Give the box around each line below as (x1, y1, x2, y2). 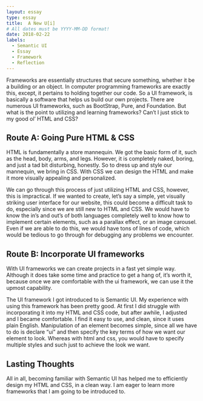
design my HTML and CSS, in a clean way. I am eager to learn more (6, 381, 175, 388)
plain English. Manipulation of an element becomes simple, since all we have (6, 322, 198, 329)
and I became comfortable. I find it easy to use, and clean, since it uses (6, 315, 184, 323)
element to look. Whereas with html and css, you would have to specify (6, 335, 184, 342)
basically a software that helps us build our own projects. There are (6, 95, 175, 103)
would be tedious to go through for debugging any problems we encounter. (6, 231, 194, 238)
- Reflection (12, 59, 45, 66)
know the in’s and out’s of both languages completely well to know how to (6, 212, 190, 219)
